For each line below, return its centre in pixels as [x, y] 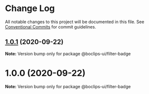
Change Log [30, 8]
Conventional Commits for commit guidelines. [50, 27]
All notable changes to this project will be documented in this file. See [75, 22]
